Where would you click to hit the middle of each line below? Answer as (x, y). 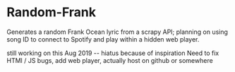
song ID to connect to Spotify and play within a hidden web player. (103, 39)
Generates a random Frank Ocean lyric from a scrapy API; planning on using (117, 32)
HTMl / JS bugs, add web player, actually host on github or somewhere (110, 60)
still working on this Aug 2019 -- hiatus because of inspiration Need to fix (113, 53)
